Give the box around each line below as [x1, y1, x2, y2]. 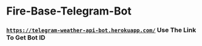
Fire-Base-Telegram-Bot [6, 4, 132, 18]
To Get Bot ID [6, 33, 45, 42]
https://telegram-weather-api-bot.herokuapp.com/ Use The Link [6, 26, 197, 34]
